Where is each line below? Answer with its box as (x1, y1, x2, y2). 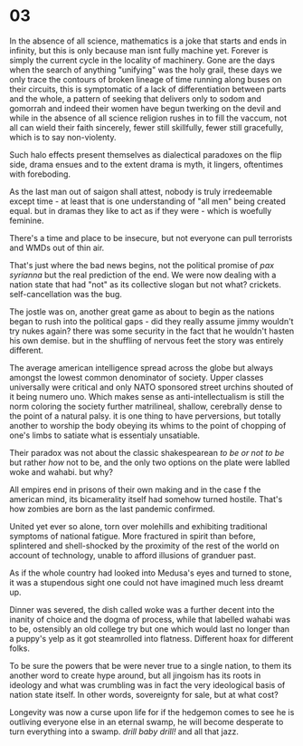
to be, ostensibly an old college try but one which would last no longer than (9, 623, 290, 635)
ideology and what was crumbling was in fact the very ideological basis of (9, 679, 286, 690)
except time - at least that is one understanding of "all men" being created (9, 196, 287, 207)
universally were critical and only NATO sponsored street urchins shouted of (9, 382, 294, 392)
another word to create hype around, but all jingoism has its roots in (9, 670, 261, 681)
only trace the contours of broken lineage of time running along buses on (9, 73, 282, 84)
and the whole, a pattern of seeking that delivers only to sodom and (9, 92, 262, 104)
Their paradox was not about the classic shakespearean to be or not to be (9, 447, 285, 458)
